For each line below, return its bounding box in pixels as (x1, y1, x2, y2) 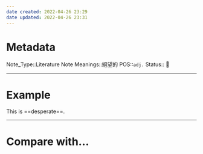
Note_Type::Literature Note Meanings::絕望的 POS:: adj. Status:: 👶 (6, 61, 170, 68)
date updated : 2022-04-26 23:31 (6, 14, 88, 20)
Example (6, 88, 51, 102)
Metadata (6, 40, 56, 54)
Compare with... (6, 135, 89, 148)
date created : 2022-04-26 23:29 (6, 8, 88, 15)
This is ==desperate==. (6, 108, 65, 115)
